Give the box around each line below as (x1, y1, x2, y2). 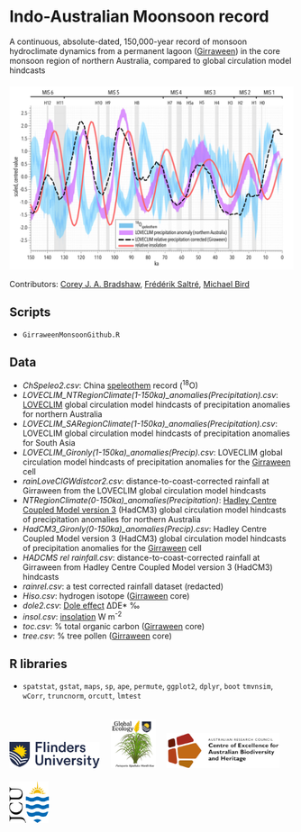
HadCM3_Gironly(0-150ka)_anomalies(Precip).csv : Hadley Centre (22, 524, 268, 535)
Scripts (9, 304, 51, 321)
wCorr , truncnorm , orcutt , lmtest (22, 690, 141, 701)
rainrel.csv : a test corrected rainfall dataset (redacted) (22, 581, 223, 592)
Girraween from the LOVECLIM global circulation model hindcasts (22, 485, 267, 496)
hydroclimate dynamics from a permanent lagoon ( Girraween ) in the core (9, 45, 281, 56)
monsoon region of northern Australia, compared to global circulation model (9, 55, 292, 66)
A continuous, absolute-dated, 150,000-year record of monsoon (9, 36, 248, 47)
